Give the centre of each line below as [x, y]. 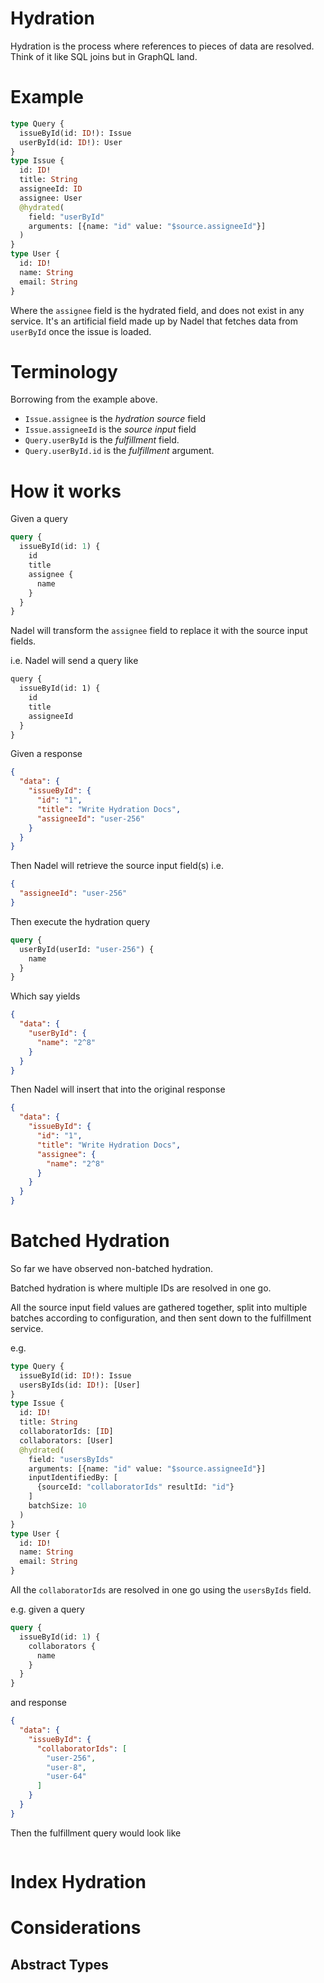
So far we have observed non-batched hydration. [111, 1268]
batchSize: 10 [57, 1506]
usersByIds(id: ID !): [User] [80, 1385]
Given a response [46, 754]
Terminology [64, 371]
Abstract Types [59, 1964]
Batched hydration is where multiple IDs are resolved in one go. [141, 1288]
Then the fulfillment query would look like [96, 1833]
